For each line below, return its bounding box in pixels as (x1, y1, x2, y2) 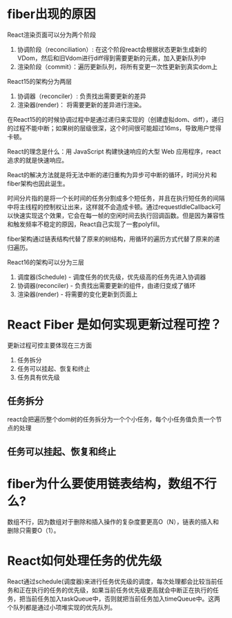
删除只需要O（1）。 (7, 527, 60, 535)
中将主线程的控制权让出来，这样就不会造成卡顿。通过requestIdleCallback (7, 202, 215, 211)
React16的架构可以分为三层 (7, 257, 84, 266)
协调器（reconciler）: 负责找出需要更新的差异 (17, 91, 146, 100)
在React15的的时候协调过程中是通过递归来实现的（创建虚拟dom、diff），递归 (7, 115, 224, 123)
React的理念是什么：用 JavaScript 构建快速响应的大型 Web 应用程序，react (7, 147, 222, 156)
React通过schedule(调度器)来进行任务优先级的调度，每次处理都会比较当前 (7, 577, 217, 585)
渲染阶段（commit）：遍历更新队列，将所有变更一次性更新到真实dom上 (17, 62, 217, 71)
